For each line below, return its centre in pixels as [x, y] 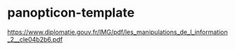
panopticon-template [71, 13]
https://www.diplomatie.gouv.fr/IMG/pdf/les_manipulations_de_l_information [118, 32]
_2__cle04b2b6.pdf [35, 39]
